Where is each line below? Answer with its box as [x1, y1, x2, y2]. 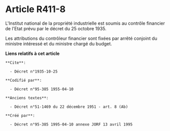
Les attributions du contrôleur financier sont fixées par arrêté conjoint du [5, 35, 157, 41]
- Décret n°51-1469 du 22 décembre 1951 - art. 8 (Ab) [10, 104, 128, 109]
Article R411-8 [5, 4, 66, 15]
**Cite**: [5, 60, 26, 65]
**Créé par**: [5, 113, 36, 118]
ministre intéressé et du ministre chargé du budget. [5, 40, 113, 46]
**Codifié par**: [5, 78, 42, 83]
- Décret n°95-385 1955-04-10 [10, 87, 74, 92]
